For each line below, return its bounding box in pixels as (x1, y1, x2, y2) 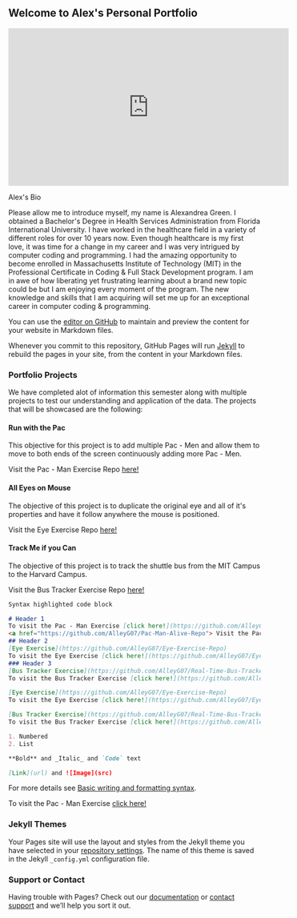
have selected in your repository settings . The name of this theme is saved (8, 845, 255, 855)
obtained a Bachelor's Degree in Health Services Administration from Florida (8, 216, 261, 226)
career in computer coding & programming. (8, 301, 151, 311)
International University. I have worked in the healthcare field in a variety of (8, 224, 256, 235)
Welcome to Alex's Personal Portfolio (8, 6, 198, 20)
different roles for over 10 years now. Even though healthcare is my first (8, 233, 244, 243)
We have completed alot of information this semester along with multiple (8, 387, 247, 397)
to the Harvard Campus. (8, 569, 88, 579)
